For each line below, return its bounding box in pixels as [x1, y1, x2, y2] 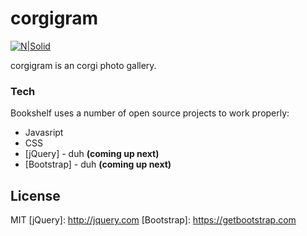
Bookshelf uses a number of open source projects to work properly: [10, 107, 290, 119]
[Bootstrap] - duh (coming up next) [24, 158, 172, 171]
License [10, 187, 61, 204]
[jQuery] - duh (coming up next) [24, 148, 160, 160]
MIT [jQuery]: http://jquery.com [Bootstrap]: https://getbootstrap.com [10, 214, 297, 226]
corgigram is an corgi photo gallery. [10, 59, 157, 71]
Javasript [24, 127, 64, 139]
